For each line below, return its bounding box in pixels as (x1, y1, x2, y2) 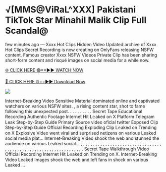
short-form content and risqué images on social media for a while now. (5, 57, 150, 63)
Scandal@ (5, 25, 49, 36)
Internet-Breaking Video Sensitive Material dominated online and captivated (5, 98, 160, 104)
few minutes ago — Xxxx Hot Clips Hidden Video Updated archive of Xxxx (5, 41, 157, 47)
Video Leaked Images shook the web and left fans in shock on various (5, 157, 149, 163)
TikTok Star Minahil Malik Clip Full (5, 14, 147, 26)
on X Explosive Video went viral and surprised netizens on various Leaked (5, 130, 157, 136)
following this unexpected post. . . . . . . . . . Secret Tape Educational (5, 108, 143, 114)
